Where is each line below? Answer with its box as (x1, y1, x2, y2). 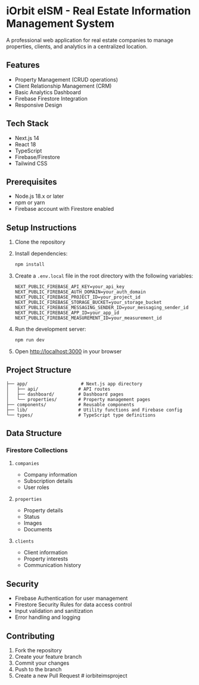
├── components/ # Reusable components (6, 401, 135, 407)
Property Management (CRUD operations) (14, 76, 118, 83)
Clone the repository (14, 238, 66, 245)
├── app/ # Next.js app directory (6, 381, 143, 387)
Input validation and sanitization (14, 608, 94, 615)
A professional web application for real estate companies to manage (6, 36, 174, 43)
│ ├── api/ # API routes (6, 386, 111, 392)
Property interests (23, 555, 69, 562)
